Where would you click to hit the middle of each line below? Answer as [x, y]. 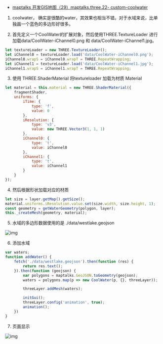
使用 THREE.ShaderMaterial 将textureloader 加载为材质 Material [77, 79]
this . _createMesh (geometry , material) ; [46, 213]
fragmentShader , [31, 92]
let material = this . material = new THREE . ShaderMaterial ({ [68, 88]
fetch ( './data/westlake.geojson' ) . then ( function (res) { [74, 261]
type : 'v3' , [44, 125]
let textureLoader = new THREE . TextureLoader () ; [56, 50]
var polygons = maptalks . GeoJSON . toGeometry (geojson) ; [81, 275]
